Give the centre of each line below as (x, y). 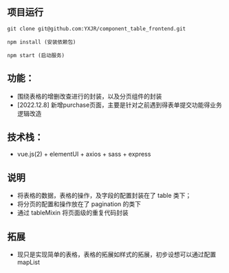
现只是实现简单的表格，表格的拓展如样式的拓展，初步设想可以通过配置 (117, 254)
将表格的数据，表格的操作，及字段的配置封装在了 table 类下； (104, 196)
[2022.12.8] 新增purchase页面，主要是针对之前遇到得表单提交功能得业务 (119, 105)
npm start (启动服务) (36, 55)
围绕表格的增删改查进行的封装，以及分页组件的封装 (89, 96)
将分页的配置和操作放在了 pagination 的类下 (79, 204)
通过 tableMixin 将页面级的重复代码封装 (73, 213)
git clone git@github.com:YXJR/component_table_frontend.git (97, 29)
